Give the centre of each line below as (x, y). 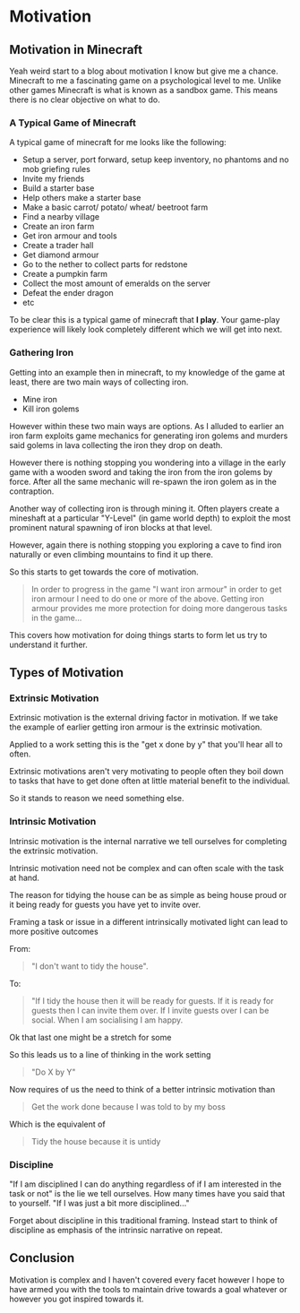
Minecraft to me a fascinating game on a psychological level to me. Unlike (146, 81)
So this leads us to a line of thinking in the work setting (110, 1054)
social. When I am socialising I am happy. (107, 1020)
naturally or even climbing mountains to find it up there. (111, 554)
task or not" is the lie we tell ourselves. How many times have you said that (147, 1193)
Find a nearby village (61, 217)
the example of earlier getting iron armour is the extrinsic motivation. (136, 727)
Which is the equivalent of (57, 1124)
